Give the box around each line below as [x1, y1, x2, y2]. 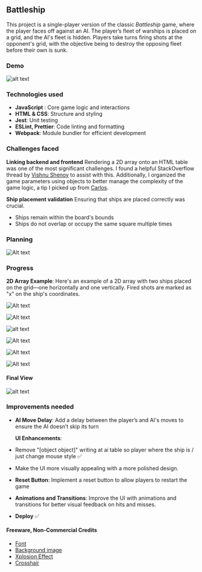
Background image [14, 547, 62, 553]
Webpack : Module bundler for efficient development [14, 130, 146, 137]
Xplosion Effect [14, 553, 53, 560]
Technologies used [6, 90, 63, 99]
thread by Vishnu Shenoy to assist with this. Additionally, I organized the [6, 171, 186, 178]
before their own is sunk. [6, 46, 68, 54]
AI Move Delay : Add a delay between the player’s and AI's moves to [14, 416, 184, 424]
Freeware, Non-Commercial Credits [6, 527, 98, 534]
